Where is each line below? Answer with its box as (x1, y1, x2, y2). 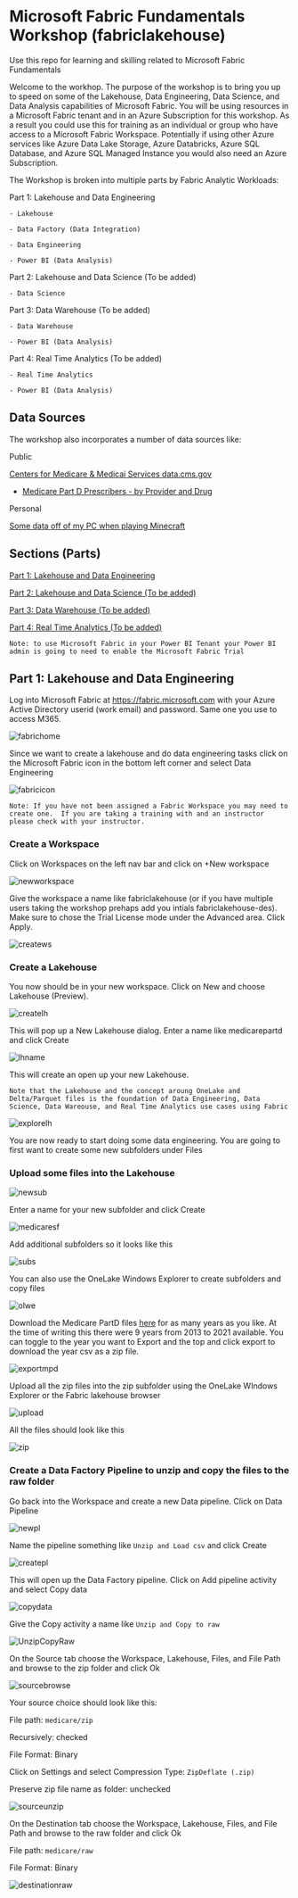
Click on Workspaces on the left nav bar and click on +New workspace (9, 858, 270, 869)
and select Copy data (9, 1584, 87, 1595)
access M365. (9, 714, 61, 725)
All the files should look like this (9, 1425, 125, 1436)
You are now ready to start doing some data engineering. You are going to (9, 1135, 281, 1146)
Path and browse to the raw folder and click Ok (9, 1828, 182, 1838)
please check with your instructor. (9, 817, 145, 826)
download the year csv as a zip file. (9, 1346, 140, 1357)
